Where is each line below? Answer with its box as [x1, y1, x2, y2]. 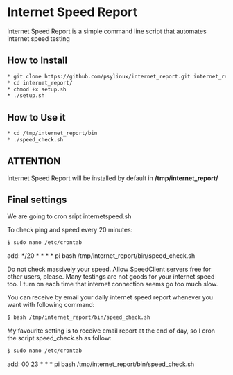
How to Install [7, 55, 68, 67]
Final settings [7, 194, 67, 206]
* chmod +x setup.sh [7, 86, 67, 93]
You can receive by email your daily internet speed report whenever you [7, 293, 214, 302]
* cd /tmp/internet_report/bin [7, 130, 98, 137]
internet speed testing [7, 34, 71, 42]
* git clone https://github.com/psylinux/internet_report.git [7, 73, 191, 80]
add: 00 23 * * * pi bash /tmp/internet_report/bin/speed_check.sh [7, 360, 195, 368]
